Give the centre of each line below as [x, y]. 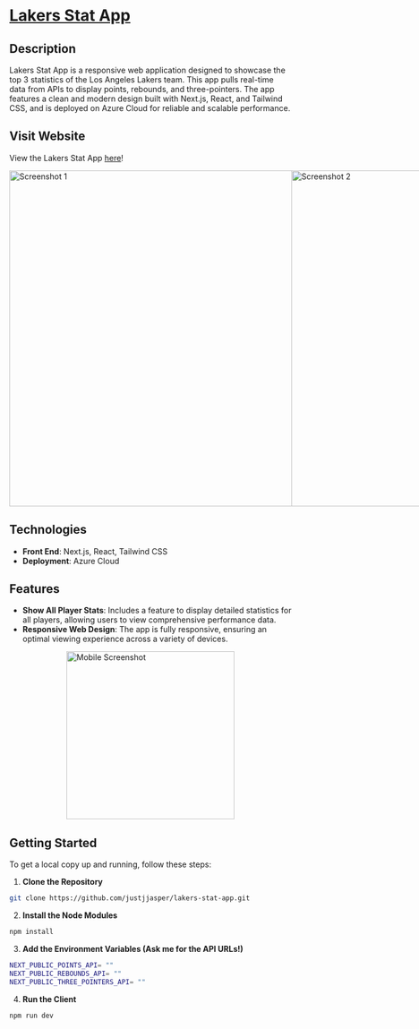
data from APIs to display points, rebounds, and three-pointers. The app [142, 89]
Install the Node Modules [70, 915]
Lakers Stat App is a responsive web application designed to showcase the [148, 70]
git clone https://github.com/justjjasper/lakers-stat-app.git [130, 898]
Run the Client [49, 999]
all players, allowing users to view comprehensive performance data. [149, 620]
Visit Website [47, 137]
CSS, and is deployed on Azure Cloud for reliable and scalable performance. [150, 108]
